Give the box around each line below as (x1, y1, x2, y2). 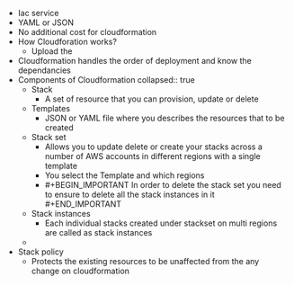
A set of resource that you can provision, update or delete (44, 94, 259, 104)
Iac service (17, 8, 59, 18)
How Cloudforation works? (17, 36, 117, 47)
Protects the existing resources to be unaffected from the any (31, 256, 260, 266)
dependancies (17, 65, 72, 76)
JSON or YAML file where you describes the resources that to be (44, 112, 285, 123)
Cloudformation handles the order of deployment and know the (17, 56, 252, 66)
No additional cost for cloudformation (17, 27, 157, 37)
